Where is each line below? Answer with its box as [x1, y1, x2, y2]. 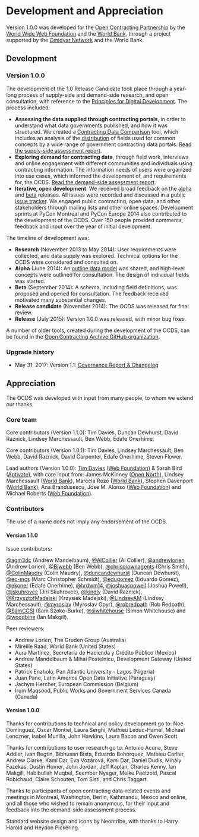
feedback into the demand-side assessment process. [6, 806, 137, 813]
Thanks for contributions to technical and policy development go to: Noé [6, 720, 184, 727]
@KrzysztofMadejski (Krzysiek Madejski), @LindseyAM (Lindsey [6, 594, 165, 601]
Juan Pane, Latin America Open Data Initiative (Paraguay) [14, 674, 156, 681]
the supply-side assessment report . [14, 147, 102, 154]
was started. [14, 277, 46, 285]
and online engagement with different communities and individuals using [14, 159, 193, 167]
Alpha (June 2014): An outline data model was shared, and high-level [14, 264, 185, 271]
